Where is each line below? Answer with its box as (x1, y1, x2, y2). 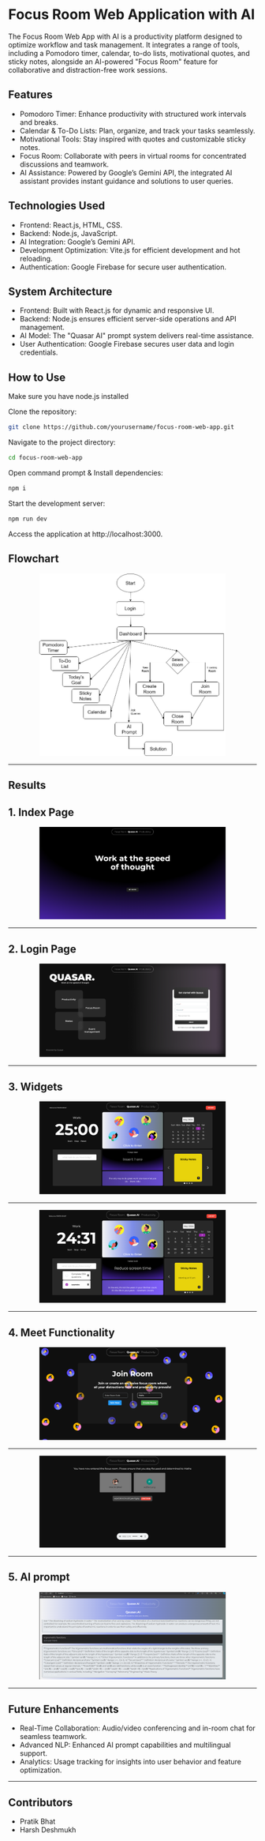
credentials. (19, 348, 58, 357)
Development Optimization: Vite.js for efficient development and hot (19, 245, 241, 254)
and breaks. (19, 117, 59, 127)
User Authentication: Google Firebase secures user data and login (19, 340, 234, 349)
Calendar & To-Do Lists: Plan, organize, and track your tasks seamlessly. (19, 126, 256, 135)
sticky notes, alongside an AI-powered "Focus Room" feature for (8, 57, 218, 66)
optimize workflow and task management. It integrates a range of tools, (8, 39, 241, 49)
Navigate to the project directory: (8, 438, 116, 447)
